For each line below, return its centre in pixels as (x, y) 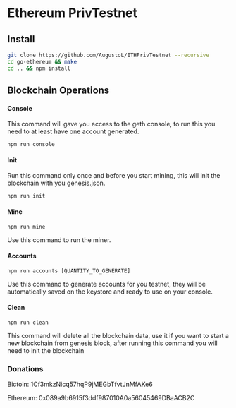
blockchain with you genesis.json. (56, 183)
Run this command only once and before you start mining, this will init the (114, 176)
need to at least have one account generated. (73, 131)
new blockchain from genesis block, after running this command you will (112, 343)
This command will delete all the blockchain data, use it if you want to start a (118, 336)
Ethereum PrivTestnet (73, 13)
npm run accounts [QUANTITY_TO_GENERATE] (69, 271)
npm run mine (26, 227)
